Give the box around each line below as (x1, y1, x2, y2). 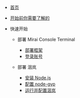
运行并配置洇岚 (24, 87, 56, 93)
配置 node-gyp (24, 81, 56, 87)
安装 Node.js (24, 75, 51, 80)
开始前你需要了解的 (9, 15, 50, 21)
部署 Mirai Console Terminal (17, 37, 75, 42)
